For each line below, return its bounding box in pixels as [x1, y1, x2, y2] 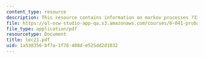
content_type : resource [6, 8, 67, 15]
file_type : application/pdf [6, 25, 78, 32]
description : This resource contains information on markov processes [6, 14, 189, 21]
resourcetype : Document [6, 31, 67, 37]
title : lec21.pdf [6, 37, 50, 43]
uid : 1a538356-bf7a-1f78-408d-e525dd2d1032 [6, 43, 118, 49]
